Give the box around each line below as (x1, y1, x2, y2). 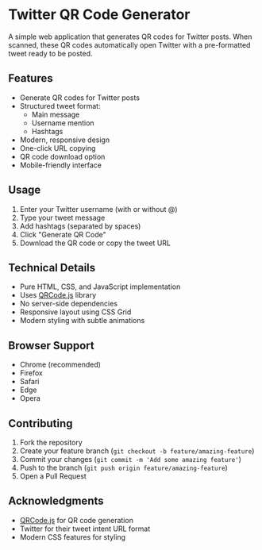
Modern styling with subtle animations (19, 316, 145, 325)
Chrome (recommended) (19, 360, 102, 370)
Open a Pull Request (19, 471, 87, 481)
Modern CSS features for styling (19, 532, 125, 541)
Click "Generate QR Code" (19, 229, 106, 239)
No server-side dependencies (19, 299, 118, 309)
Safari (19, 377, 40, 387)
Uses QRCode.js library (19, 290, 97, 300)
